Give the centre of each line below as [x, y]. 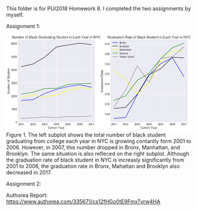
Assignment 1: [23, 26]
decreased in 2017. [29, 172]
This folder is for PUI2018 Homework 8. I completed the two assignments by [98, 9]
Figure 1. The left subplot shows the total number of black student [86, 134]
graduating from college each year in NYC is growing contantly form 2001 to [99, 141]
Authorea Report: [27, 195]
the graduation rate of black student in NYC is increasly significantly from [95, 160]
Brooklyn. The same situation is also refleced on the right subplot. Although [98, 153]
